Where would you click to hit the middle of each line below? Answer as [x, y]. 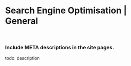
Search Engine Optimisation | [66, 11]
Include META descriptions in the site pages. [60, 47]
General [22, 21]
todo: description [22, 58]
